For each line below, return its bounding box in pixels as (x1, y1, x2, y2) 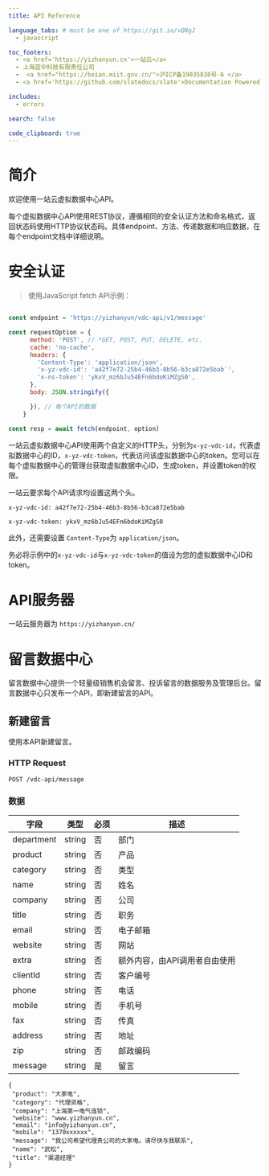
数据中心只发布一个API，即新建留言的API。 (14, 688, 158, 698)
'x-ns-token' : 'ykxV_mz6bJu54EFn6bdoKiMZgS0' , (37, 373, 196, 382)
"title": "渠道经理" (11, 1153, 76, 1162)
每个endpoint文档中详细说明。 (8, 232, 108, 241)
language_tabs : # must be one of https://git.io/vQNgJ (8, 26, 196, 35)
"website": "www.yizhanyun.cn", (11, 1114, 120, 1122)
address (12, 1030, 43, 1041)
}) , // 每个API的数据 (29, 403, 96, 411)
